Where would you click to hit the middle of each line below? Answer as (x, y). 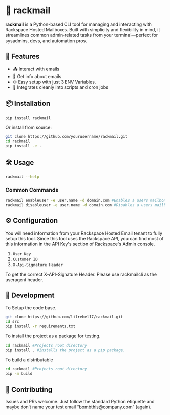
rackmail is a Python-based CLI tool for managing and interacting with (78, 24)
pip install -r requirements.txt (40, 326)
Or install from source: (29, 127)
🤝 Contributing (29, 389)
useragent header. (25, 279)
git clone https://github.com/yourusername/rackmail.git (67, 137)
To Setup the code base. (31, 308)
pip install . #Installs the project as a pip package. (65, 350)
